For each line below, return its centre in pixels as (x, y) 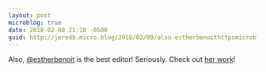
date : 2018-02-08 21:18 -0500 (58, 30)
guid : (17, 37)
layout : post (30, 15)
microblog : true (35, 23)
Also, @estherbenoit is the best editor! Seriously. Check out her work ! (122, 59)
